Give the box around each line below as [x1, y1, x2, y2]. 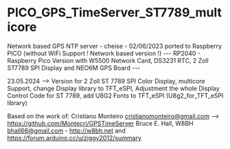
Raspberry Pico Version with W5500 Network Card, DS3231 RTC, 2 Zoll [7, 56, 209, 64]
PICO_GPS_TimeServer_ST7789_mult [7, 5, 222, 21]
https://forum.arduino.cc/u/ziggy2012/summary [7, 133, 142, 141]
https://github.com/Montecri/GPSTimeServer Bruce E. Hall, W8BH [7, 119, 194, 127]
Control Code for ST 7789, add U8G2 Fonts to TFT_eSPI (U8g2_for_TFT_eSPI [7, 91, 224, 100]
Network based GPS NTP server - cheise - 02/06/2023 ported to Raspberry [7, 42, 222, 50]
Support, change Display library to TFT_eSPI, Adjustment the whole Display [7, 84, 220, 92]
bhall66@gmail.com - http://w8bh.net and [7, 126, 126, 135]
